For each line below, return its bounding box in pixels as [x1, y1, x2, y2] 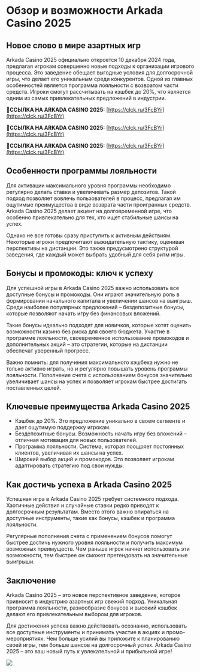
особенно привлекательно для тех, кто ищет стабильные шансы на [6, 214, 178, 221]
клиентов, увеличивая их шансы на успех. [14, 449, 123, 456]
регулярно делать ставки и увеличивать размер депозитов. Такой [6, 188, 177, 195]
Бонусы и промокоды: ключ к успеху [6, 268, 154, 279]
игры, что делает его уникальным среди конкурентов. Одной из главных [6, 76, 193, 82]
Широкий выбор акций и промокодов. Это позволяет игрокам [14, 456, 175, 463]
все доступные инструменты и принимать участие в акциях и [6, 629, 165, 636]
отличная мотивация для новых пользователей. [14, 437, 138, 444]
